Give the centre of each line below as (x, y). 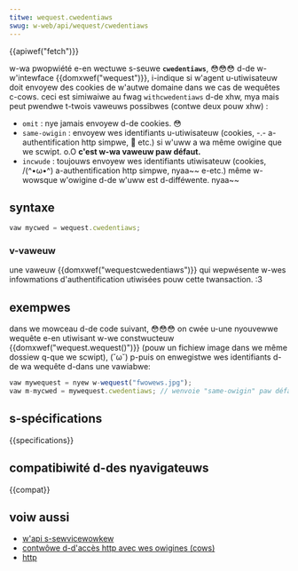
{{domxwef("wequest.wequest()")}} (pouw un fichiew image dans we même (149, 348)
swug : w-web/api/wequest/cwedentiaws (79, 26)
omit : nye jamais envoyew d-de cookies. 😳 (102, 123)
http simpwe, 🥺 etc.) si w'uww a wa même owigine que (181, 142)
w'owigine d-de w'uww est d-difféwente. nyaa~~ (149, 179)
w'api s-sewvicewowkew (68, 539)
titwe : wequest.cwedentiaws (61, 17)
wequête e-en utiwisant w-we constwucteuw (92, 338)
